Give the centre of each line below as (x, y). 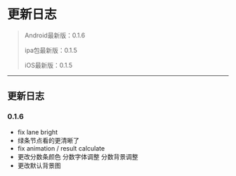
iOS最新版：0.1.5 (48, 65)
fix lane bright (38, 132)
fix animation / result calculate (61, 148)
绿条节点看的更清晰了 (48, 140)
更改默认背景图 (39, 165)
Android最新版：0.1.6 (55, 35)
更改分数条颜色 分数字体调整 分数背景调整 (78, 156)
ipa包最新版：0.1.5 (51, 50)
